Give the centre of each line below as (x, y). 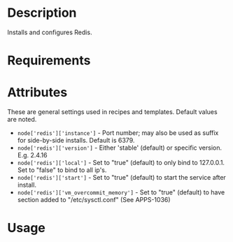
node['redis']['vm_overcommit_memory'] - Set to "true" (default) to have (121, 192)
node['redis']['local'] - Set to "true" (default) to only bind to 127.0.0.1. (121, 163)
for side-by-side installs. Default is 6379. (76, 141)
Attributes (37, 93)
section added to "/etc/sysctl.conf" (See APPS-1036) (94, 200)
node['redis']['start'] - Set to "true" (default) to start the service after (121, 178)
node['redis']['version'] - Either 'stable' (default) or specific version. (120, 148)
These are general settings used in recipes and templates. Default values (113, 112)
